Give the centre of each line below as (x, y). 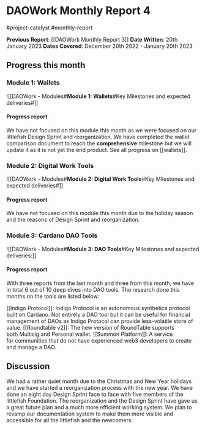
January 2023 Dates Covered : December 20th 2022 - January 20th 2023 (99, 46)
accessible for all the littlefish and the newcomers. (70, 420)
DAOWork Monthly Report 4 (79, 11)
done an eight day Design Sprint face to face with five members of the (95, 394)
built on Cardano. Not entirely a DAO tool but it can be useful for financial (99, 314)
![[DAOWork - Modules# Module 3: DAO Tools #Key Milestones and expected (103, 249)
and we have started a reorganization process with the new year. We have (99, 387)
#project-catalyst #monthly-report (50, 28)
